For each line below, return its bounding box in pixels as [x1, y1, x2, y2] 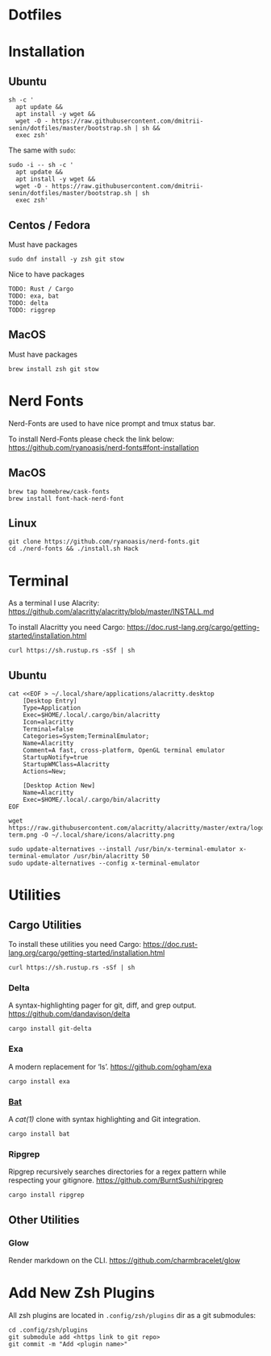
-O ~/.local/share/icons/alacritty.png [40, 831, 175, 840]
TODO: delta [8, 299, 48, 307]
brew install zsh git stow [8, 365, 99, 373]
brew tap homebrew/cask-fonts [8, 487, 110, 495]
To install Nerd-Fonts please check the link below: [8, 434, 175, 444]
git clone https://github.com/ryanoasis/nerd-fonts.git [8, 538, 200, 546]
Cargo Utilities [8, 918, 82, 932]
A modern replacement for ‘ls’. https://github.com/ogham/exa [8, 1062, 212, 1071]
